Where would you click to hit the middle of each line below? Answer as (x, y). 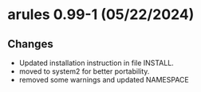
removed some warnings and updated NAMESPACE (104, 80)
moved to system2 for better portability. (84, 71)
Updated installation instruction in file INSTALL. (97, 63)
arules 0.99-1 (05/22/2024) (101, 15)
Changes (30, 44)
